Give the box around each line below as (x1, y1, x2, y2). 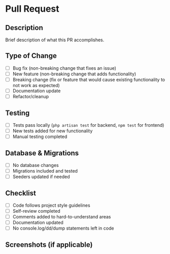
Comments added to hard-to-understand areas (12, 214, 111, 220)
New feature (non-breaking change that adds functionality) (12, 71, 137, 77)
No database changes (12, 162, 59, 168)
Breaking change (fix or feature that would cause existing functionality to (12, 76, 165, 82)
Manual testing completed (12, 133, 67, 140)
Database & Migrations (5, 149, 79, 157)
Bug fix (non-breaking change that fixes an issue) (12, 65, 117, 71)
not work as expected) (12, 82, 60, 88)
